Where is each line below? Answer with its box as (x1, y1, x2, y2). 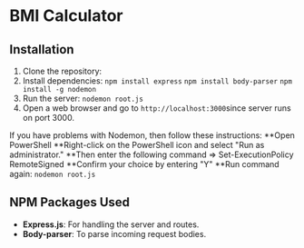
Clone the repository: (22, 65, 103, 76)
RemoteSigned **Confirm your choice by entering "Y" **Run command (9, 159, 279, 169)
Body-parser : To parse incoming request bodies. (22, 228, 207, 239)
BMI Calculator (9, 5, 123, 26)
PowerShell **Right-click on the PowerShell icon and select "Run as (9, 140, 265, 150)
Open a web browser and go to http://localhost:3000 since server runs (22, 103, 292, 114)
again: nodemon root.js (9, 169, 96, 179)
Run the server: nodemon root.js (22, 93, 143, 104)
